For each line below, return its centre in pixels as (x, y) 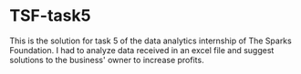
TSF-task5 (50, 16)
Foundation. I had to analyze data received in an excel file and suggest (142, 50)
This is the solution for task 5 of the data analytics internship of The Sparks (150, 41)
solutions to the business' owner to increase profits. (107, 60)
